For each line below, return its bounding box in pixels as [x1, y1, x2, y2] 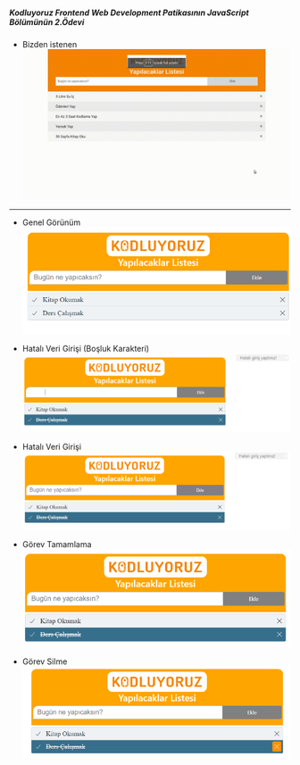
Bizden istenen [21, 38, 78, 49]
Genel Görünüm [21, 217, 81, 228]
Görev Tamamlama [21, 538, 92, 549]
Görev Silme [21, 656, 68, 667]
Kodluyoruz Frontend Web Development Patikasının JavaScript [9, 7, 250, 18]
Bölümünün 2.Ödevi [9, 16, 85, 27]
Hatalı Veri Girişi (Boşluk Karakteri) [21, 344, 150, 354]
